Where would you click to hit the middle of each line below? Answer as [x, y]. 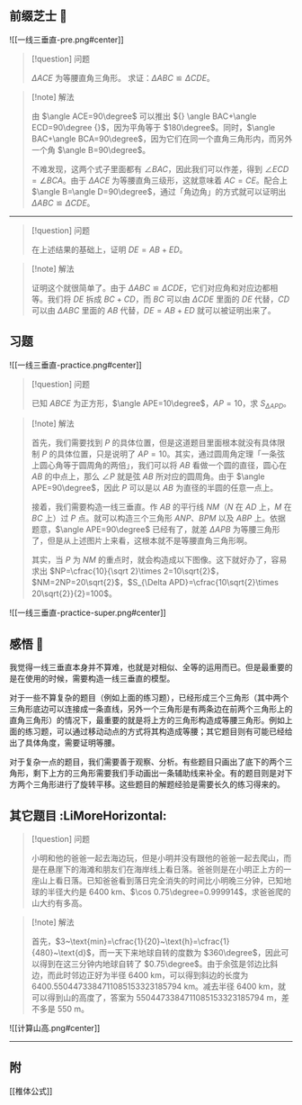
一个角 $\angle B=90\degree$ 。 [91, 149]
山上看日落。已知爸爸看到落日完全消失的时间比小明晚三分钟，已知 [161, 881]
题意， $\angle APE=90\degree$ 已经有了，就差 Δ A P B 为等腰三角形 [155, 530]
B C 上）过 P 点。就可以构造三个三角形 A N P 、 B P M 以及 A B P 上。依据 [158, 518]
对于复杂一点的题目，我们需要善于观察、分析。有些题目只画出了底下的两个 [147, 762]
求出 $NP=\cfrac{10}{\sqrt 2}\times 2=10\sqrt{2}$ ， [128, 571]
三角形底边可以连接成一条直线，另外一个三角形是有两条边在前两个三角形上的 [151, 709]
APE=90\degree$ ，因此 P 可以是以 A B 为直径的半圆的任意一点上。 [155, 488]
